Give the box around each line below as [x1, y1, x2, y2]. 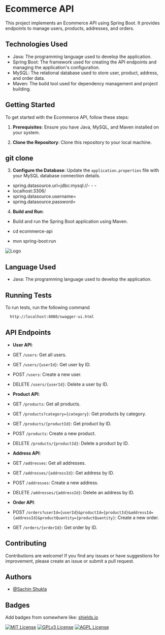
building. [12, 86, 31, 92]
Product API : [12, 391, 40, 397]
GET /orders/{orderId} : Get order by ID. [12, 524, 97, 530]
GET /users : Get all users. [12, 352, 67, 358]
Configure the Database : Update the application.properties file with [12, 167, 159, 173]
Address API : [12, 450, 41, 456]
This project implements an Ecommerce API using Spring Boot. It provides [5, 20, 160, 26]
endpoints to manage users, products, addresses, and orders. [5, 25, 135, 31]
